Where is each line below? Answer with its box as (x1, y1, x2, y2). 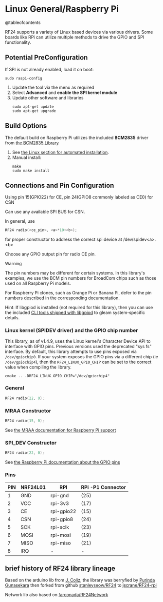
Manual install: (12, 155, 41, 160)
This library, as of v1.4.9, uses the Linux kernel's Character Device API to (5, 338, 151, 344)
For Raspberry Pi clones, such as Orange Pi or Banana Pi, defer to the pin (5, 290, 152, 296)
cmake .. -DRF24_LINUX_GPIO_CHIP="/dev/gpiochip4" (5, 373, 110, 378)
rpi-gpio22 (50, 508, 76, 515)
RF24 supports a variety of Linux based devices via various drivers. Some (5, 29, 153, 35)
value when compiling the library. (5, 364, 72, 370)
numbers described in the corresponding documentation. (5, 295, 120, 301)
